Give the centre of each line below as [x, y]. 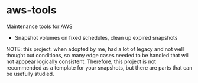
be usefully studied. [30, 74]
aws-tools [32, 10]
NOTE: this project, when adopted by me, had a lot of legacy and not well [95, 49]
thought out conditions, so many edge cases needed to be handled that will [98, 55]
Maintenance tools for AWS [39, 26]
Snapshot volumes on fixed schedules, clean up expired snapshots [96, 37]
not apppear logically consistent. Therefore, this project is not [81, 61]
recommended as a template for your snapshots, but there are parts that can [99, 67]
